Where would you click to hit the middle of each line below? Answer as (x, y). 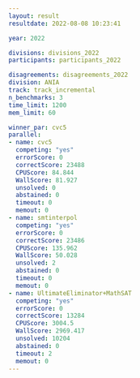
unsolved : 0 (36, 187)
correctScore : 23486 (50, 240)
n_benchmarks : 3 (36, 97)
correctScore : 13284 (50, 316)
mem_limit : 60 (32, 113)
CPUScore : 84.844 (45, 172)
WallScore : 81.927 (47, 180)
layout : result (34, 16)
